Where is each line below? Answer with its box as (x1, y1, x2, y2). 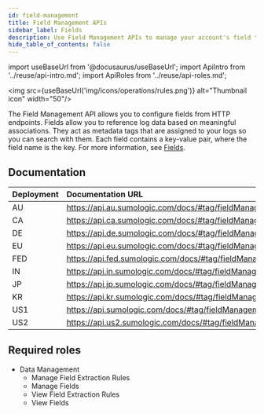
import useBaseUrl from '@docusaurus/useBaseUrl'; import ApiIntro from (8, 62, 246, 71)
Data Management (19, 365, 80, 374)
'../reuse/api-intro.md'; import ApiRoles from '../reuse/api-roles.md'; (8, 71, 227, 80)
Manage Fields (31, 381, 80, 390)
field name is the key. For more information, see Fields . (8, 143, 186, 152)
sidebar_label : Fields (8, 26, 82, 34)
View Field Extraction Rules (31, 390, 120, 399)
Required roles (8, 343, 81, 357)
